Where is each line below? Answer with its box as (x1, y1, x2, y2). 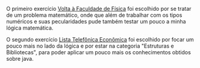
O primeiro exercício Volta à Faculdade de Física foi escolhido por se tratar (6, 5, 192, 12)
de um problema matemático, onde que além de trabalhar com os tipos (6, 11, 183, 19)
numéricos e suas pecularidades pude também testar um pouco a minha (6, 18, 186, 25)
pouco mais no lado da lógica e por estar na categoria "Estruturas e (6, 42, 174, 49)
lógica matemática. (6, 24, 54, 31)
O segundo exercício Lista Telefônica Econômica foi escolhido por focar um (6, 36, 194, 43)
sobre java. (6, 55, 34, 62)
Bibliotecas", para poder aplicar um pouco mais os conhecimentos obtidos (6, 49, 191, 56)
